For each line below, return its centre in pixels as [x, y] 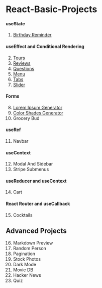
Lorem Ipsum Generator [37, 107]
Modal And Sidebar [33, 164]
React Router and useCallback [38, 204]
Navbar [21, 141]
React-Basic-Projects [52, 9]
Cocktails [23, 215]
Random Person [30, 249]
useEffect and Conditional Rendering [45, 46]
